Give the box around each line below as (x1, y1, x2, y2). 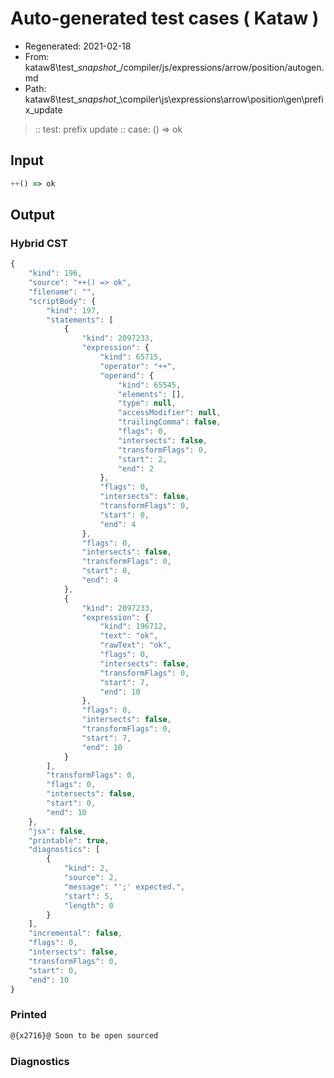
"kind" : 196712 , (99, 622, 168, 632)
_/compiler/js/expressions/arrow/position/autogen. (116, 61, 325, 73)
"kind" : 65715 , (99, 352, 163, 362)
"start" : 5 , (63, 891, 114, 901)
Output (10, 207, 55, 224)
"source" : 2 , (63, 873, 118, 883)
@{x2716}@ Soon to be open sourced (10, 1030, 159, 1041)
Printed (10, 1008, 47, 1022)
